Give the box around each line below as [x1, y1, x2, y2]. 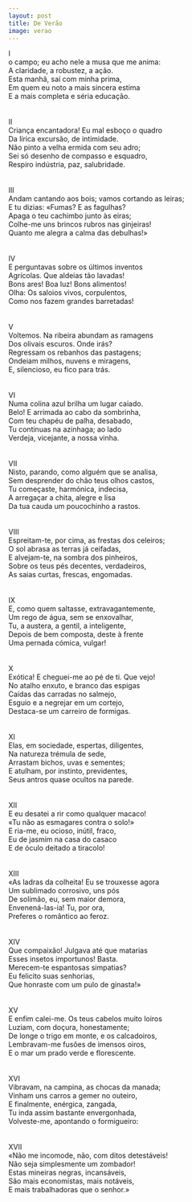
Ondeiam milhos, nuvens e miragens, [8, 356, 131, 366]
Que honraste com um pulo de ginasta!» [8, 980, 141, 990]
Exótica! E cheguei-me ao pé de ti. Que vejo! [8, 672, 156, 682]
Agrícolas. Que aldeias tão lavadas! [8, 271, 125, 281]
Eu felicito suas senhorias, [8, 971, 95, 981]
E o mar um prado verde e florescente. [8, 1048, 137, 1058]
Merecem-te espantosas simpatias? [8, 962, 127, 973]
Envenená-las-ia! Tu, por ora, [8, 903, 105, 913]
